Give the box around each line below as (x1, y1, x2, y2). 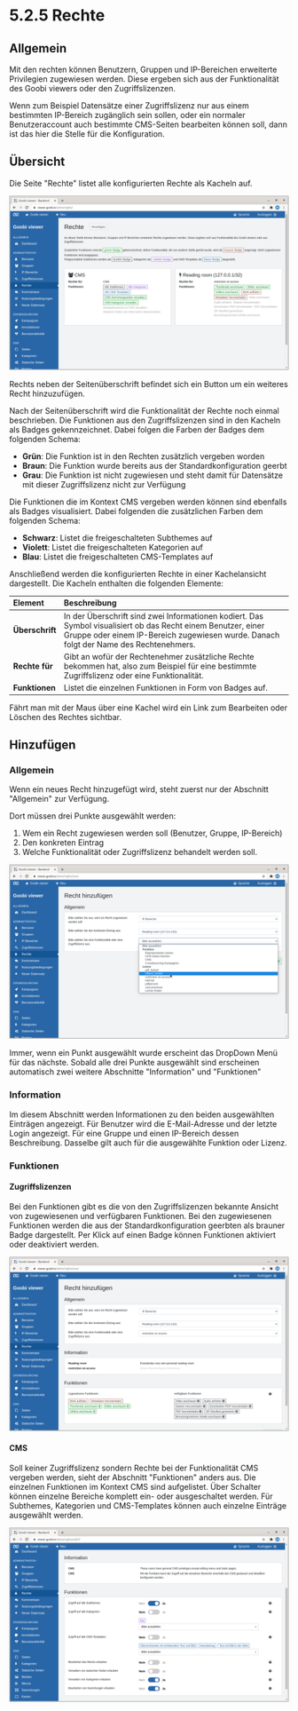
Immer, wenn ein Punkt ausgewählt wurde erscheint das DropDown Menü (9, 1048, 278, 1058)
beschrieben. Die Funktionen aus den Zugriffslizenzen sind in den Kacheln (9, 415, 281, 425)
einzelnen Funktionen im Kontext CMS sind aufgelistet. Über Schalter (9, 1481, 262, 1492)
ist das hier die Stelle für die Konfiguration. (9, 129, 166, 139)
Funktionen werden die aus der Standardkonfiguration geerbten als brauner (9, 1220, 286, 1231)
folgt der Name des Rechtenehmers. (63, 638, 196, 649)
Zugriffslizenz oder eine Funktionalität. (63, 669, 204, 680)
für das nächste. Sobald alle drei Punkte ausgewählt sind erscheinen (9, 1057, 260, 1068)
